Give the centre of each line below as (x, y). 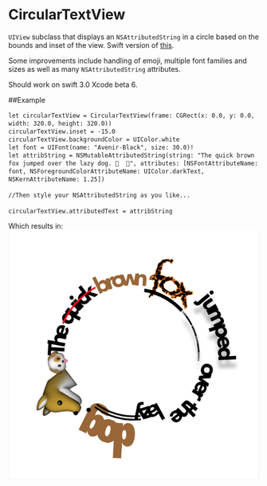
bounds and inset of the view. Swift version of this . (91, 45)
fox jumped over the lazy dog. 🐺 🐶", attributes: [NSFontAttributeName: (133, 163)
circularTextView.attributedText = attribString (90, 211)
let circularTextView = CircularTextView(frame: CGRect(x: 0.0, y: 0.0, (132, 116)
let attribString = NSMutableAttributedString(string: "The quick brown (132, 155)
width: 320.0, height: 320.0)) (60, 123)
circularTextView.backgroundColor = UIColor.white (94, 139)
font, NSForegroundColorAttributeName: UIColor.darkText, (106, 171)
